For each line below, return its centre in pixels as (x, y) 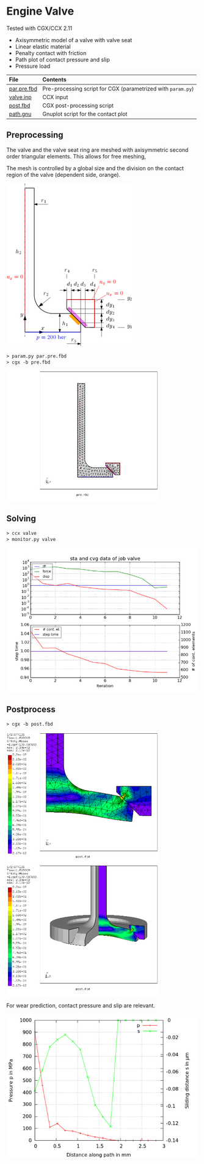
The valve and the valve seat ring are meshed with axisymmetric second (97, 150)
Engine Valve (40, 11)
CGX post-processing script (78, 106)
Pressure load (33, 66)
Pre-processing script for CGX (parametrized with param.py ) (118, 88)
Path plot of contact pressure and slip (62, 59)
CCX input (55, 97)
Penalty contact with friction (51, 53)
